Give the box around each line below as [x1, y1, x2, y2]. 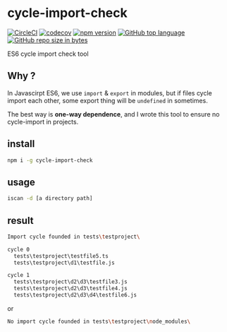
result [7, 214, 34, 227]
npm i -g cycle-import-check [7, 157, 93, 164]
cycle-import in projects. [7, 117, 79, 126]
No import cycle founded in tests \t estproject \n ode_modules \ [7, 318, 191, 325]
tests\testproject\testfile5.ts [13, 252, 109, 259]
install [7, 138, 35, 150]
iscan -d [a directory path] [7, 195, 93, 202]
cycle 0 [7, 246, 30, 253]
